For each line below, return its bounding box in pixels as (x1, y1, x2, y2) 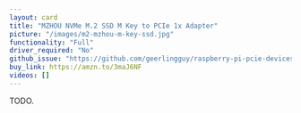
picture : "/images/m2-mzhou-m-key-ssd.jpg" (9, 29, 175, 38)
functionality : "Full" (9, 37, 94, 47)
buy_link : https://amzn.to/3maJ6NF (9, 63, 142, 72)
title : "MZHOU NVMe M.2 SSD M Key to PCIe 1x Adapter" (9, 21, 219, 30)
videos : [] (9, 71, 50, 80)
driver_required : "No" (9, 46, 94, 55)
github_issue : (9, 54, 63, 63)
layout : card (9, 12, 58, 22)
